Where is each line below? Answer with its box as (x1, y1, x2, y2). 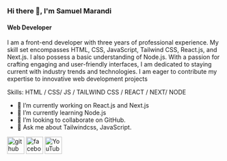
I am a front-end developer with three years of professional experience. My (7, 38, 219, 47)
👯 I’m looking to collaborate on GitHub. (16, 116, 126, 124)
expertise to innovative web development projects (7, 75, 148, 83)
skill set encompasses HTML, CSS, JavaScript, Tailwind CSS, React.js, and (7, 46, 217, 54)
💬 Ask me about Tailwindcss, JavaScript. (16, 123, 132, 132)
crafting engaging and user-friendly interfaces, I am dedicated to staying (7, 60, 212, 69)
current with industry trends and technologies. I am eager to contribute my (7, 68, 217, 76)
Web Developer (7, 23, 53, 32)
